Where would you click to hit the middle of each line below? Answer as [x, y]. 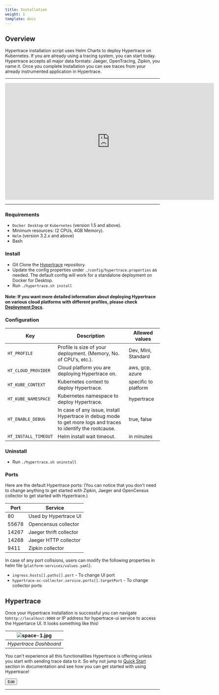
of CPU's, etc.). [75, 359]
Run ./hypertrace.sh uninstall [44, 462]
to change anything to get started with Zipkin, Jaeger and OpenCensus [77, 491]
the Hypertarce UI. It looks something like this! [52, 624]
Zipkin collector [46, 548]
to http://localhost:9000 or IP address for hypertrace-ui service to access [81, 618]
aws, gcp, [140, 367]
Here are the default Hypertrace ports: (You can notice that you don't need [81, 485]
